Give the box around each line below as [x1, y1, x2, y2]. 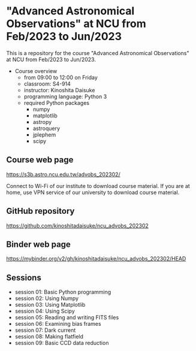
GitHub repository [6, 206, 75, 216]
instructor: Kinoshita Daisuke [23, 86, 95, 93]
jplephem [32, 131, 56, 138]
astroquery [32, 125, 61, 132]
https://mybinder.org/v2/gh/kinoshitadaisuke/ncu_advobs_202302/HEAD [6, 255, 186, 262]
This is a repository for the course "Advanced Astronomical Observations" [6, 49, 189, 56]
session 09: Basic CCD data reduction [14, 340, 109, 347]
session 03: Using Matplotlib [14, 301, 86, 308]
